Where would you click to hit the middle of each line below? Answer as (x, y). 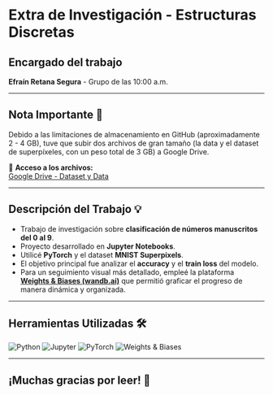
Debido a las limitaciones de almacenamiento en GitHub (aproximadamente (134, 134)
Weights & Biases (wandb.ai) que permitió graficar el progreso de (131, 280)
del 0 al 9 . (37, 237)
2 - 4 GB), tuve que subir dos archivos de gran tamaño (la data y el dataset (134, 143)
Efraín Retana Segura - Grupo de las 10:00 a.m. (88, 82)
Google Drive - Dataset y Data (59, 176)
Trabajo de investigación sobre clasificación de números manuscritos (139, 228)
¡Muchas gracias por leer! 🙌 (80, 380)
